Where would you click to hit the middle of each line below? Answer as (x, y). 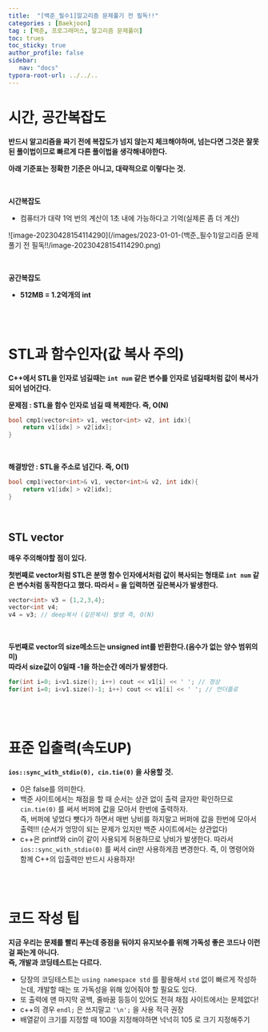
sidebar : (23, 61)
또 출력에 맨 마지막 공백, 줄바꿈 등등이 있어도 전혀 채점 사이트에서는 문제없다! (139, 999)
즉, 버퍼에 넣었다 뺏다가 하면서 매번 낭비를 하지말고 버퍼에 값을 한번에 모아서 (138, 819)
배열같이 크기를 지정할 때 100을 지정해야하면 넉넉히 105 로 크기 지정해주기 (135, 1019)
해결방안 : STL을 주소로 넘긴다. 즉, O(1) (69, 467)
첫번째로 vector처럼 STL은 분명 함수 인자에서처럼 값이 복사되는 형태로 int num (130, 575)
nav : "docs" (39, 68)
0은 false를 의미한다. (52, 789)
